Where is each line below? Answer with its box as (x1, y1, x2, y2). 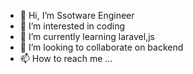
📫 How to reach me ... (19, 53, 113, 64)
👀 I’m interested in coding (19, 20, 126, 32)
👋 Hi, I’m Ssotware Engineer (19, 10, 135, 21)
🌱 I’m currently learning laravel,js (19, 31, 155, 42)
